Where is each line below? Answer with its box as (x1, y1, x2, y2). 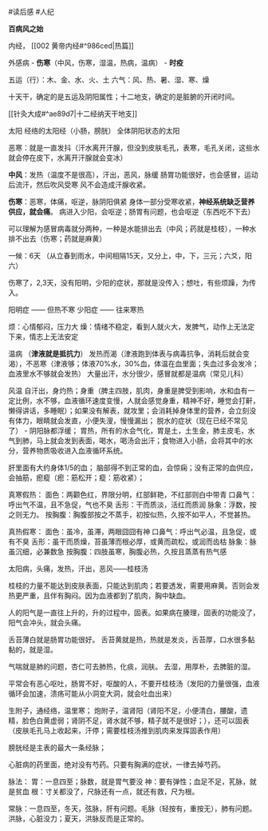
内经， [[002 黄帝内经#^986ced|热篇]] (8, 41, 134, 50)
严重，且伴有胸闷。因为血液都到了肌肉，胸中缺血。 (22, 591, 190, 600)
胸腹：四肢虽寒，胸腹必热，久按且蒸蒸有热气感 (73, 547, 227, 556)
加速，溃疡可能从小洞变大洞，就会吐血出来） (29, 689, 176, 698)
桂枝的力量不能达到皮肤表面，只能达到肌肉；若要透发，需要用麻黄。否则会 (8, 581, 253, 590)
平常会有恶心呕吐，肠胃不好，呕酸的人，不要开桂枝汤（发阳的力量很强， (8, 679, 246, 688)
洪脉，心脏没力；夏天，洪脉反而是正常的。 (8, 814, 148, 823)
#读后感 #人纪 (8, 7, 54, 16)
